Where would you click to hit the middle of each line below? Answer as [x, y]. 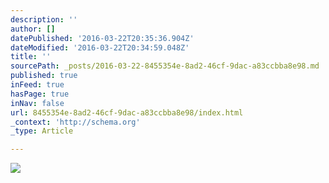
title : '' [31, 57]
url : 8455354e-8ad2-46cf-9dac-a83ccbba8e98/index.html [127, 112]
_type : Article [42, 131]
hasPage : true [40, 94]
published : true [44, 76]
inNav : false [37, 103]
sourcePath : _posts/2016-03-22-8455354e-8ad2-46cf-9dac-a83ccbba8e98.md [165, 66]
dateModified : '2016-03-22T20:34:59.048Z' [100, 47]
